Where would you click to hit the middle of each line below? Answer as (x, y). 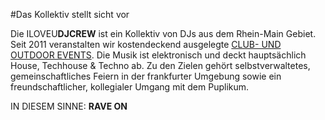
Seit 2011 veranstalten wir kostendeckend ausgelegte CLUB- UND (146, 44)
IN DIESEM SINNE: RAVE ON (69, 106)
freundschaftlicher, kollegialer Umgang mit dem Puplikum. (130, 87)
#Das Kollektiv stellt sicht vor (70, 14)
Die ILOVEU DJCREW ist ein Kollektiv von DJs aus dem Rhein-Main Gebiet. (163, 33)
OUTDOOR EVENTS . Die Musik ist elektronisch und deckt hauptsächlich (158, 55)
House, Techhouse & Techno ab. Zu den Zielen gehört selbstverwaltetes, (160, 65)
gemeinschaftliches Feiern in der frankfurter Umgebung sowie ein (146, 76)
